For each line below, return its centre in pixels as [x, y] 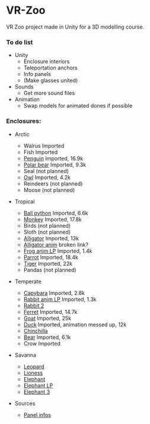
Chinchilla [36, 331]
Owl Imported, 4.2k [47, 177]
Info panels [37, 74]
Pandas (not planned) [50, 270]
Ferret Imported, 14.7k [51, 312]
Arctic [22, 134]
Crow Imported [42, 343]
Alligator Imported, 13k [51, 238]
